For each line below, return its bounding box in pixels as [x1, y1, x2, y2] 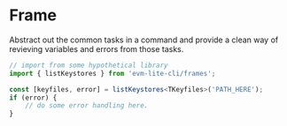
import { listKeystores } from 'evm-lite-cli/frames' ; [9, 69, 216, 78]
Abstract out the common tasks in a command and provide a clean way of [9, 34, 279, 45]
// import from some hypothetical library [9, 61, 168, 70]
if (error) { [9, 93, 58, 102]
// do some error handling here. [25, 101, 149, 110]
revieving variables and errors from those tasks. [9, 43, 184, 54]
